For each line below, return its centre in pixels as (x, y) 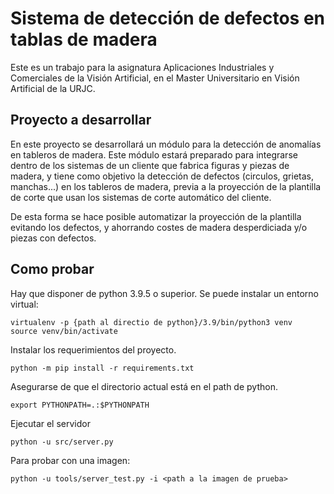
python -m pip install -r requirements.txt (102, 368)
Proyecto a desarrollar (81, 120)
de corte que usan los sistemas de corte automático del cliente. (141, 197)
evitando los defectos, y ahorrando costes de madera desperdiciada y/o (159, 227)
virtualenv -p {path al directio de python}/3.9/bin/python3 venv (151, 322)
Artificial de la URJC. (53, 88)
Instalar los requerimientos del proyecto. (93, 349)
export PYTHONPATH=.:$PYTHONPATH (80, 405)
